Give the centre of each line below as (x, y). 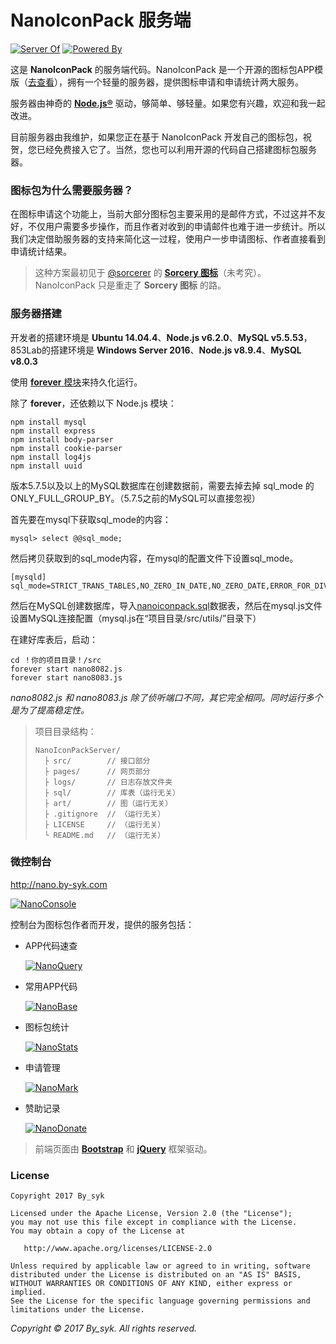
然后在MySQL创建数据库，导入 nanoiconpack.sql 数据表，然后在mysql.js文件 (166, 605)
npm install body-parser (62, 439)
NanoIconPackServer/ (77, 750)
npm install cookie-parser (66, 448)
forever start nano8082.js (66, 669)
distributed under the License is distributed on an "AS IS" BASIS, (156, 1275)
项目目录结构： (65, 731)
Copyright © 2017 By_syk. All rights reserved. (104, 1328)
